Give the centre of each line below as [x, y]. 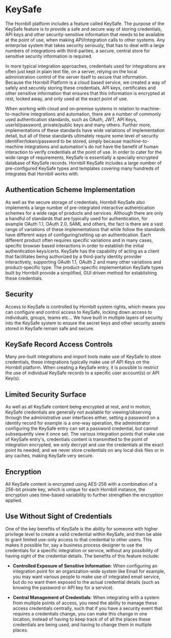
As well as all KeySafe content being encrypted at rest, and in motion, [78, 407]
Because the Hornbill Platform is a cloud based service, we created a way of [86, 82]
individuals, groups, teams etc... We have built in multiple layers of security [84, 317]
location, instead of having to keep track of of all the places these [81, 619]
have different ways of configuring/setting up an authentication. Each [78, 235]
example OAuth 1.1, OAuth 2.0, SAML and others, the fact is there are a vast [84, 224]
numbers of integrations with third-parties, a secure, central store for [78, 51]
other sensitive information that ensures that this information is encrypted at [85, 93]
